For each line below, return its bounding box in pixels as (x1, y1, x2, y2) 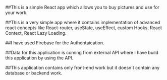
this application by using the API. (5, 55, 74, 61)
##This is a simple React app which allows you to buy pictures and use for (5, 5, 160, 10)
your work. (5, 10, 28, 16)
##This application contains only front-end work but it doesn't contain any (5, 65, 160, 70)
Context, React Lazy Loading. (5, 30, 67, 36)
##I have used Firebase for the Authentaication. (5, 40, 104, 46)
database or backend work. (5, 70, 63, 76)
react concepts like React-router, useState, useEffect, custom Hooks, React (5, 25, 162, 31)
